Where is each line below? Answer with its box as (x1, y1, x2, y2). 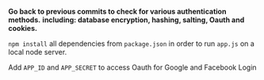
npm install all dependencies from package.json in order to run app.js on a (8, 39, 255, 48)
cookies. (8, 24, 38, 32)
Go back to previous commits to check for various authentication (8, 7, 227, 16)
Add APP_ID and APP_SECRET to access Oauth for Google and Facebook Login (8, 63, 257, 72)
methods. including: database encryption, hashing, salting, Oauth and (8, 15, 245, 25)
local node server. (8, 48, 67, 56)
